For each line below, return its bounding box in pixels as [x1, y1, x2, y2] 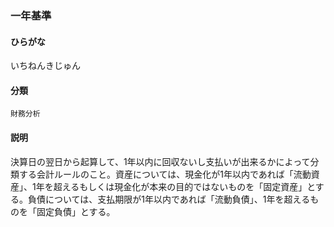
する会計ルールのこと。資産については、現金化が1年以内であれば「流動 [18, 168, 312, 180]
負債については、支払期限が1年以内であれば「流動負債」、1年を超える [27, 193, 311, 205]
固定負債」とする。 [36, 205, 116, 217]
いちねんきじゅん [10, 60, 81, 72]
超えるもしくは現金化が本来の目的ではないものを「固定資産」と [53, 180, 316, 192]
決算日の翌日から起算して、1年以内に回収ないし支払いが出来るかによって [10, 155, 311, 167]
